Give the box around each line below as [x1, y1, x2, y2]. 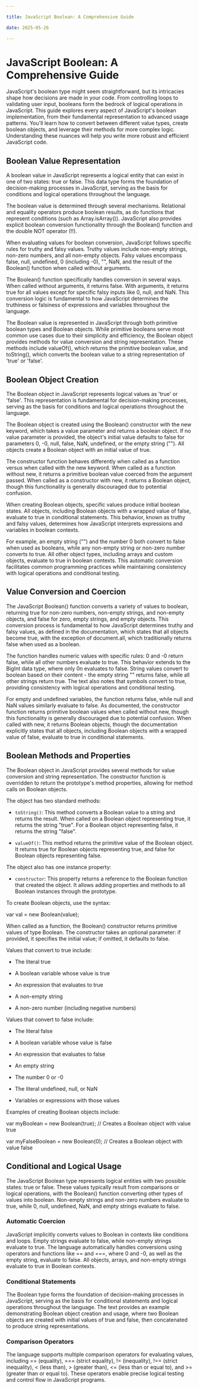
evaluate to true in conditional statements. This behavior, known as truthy [6, 514, 186, 521]
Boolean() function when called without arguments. [6, 265, 132, 272]
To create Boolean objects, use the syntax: [6, 899, 111, 906]
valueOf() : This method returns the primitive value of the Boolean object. [14, 839, 194, 847]
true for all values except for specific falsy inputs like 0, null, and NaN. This [6, 289, 189, 296]
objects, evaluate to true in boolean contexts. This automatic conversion [6, 557, 183, 564]
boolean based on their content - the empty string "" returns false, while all [6, 671, 190, 678]
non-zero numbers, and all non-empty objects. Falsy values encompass [6, 252, 182, 259]
